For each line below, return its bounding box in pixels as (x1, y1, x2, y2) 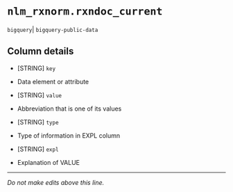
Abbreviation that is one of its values (17, 104, 122, 113)
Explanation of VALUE (17, 158, 80, 166)
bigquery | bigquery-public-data (7, 25, 98, 33)
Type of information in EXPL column (17, 131, 120, 140)
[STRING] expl (17, 145, 59, 153)
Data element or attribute (17, 77, 89, 86)
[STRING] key (17, 64, 56, 72)
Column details (7, 45, 74, 57)
